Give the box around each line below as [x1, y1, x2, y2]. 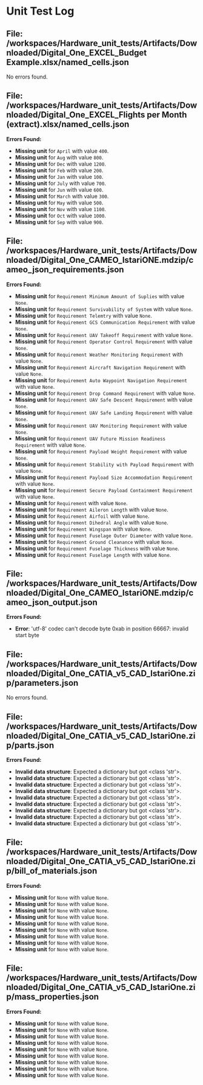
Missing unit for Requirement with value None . [15, 499, 128, 506]
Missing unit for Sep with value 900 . [15, 218, 104, 226]
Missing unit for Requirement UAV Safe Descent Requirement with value [15, 396, 193, 403]
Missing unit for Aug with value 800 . [15, 153, 104, 161]
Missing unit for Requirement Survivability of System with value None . [15, 305, 193, 313]
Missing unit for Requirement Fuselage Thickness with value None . [15, 545, 180, 552]
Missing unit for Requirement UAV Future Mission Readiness [15, 434, 166, 442]
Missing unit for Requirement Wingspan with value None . [15, 525, 153, 532]
